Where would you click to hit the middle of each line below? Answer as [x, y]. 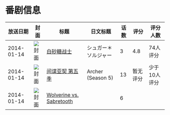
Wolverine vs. [62, 95]
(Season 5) [100, 78]
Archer [95, 71]
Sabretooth [60, 101]
